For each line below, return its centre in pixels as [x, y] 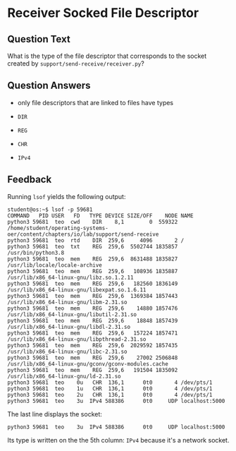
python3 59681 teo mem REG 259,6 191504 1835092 [93, 370]
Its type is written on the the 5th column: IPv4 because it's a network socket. [118, 440]
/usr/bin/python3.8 [36, 253]
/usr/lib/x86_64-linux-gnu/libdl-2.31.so [69, 327]
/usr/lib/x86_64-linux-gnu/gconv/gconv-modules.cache [88, 364]
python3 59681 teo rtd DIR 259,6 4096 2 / [96, 240]
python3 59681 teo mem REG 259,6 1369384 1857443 [93, 296]
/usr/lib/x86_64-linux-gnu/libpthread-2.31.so [77, 339]
